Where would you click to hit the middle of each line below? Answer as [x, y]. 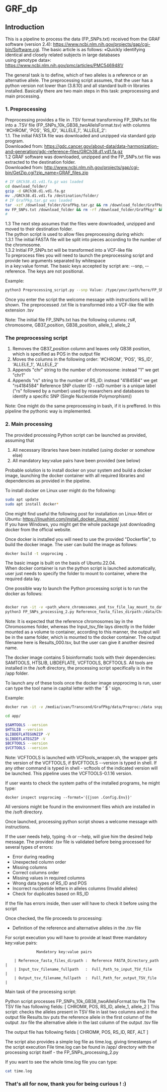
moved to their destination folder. [39, 229]
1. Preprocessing [26, 109]
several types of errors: [29, 847]
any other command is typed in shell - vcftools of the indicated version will [82, 768]
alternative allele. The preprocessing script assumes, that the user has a [79, 80]
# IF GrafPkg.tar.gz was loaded [39, 200]
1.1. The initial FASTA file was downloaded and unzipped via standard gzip [81, 136]
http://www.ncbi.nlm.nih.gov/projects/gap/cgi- [92, 168]
